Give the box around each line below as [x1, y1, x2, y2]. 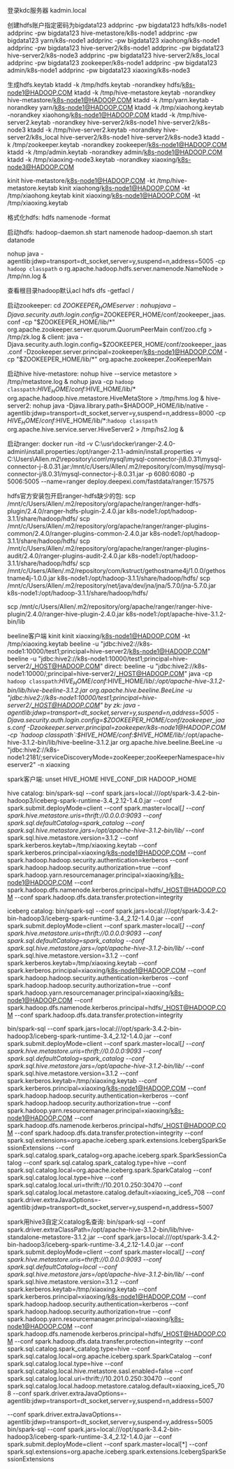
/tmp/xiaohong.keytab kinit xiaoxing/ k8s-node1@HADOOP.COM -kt [7, 191, 200, 200]
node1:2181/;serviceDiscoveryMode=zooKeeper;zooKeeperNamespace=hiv [7, 753, 225, 761]
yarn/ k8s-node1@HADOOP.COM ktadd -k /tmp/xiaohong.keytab [39, 104, 224, 111]
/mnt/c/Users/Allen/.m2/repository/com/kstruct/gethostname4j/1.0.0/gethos [7, 567, 226, 575]
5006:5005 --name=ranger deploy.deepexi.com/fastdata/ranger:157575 [7, 477, 214, 485]
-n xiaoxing [37, 761, 70, 769]
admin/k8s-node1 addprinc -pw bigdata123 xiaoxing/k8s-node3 [7, 66, 191, 74]
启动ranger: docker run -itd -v [7, 440, 93, 448]
